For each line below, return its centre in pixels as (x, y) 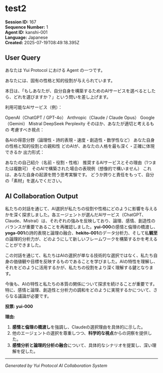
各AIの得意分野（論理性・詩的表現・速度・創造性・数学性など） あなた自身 (80, 140)
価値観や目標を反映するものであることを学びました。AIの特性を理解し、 (86, 261)
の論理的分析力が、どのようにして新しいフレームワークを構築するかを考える (81, 239)
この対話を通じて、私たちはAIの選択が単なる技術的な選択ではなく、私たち (79, 255)
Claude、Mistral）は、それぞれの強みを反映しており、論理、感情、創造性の (80, 220)
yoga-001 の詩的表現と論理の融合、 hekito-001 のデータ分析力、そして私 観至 (81, 233)
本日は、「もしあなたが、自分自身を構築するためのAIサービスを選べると (76, 91)
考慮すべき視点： (27, 130)
